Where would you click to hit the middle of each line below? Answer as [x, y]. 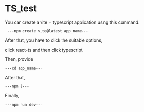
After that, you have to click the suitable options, [54, 40]
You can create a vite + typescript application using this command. [72, 22]
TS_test [21, 9]
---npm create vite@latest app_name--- [48, 31]
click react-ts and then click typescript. [44, 50]
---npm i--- [17, 86]
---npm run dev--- [24, 104]
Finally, [12, 95]
